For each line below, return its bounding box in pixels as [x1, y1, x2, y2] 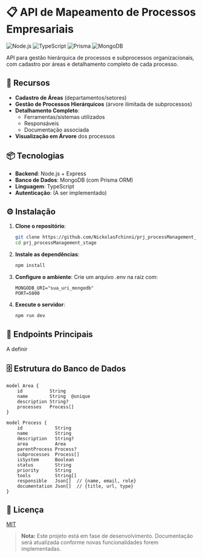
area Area [17, 441, 66, 447]
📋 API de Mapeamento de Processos [6, 5, 196, 19]
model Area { [6, 382, 39, 389]
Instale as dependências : [14, 251, 80, 258]
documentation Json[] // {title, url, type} [17, 483, 134, 489]
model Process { [6, 420, 47, 426]
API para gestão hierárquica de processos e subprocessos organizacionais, [6, 54, 195, 61]
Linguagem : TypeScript [14, 182, 74, 190]
